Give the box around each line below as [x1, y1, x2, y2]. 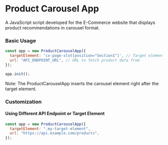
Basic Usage [5, 37, 36, 44]
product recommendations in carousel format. [5, 24, 100, 30]
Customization [5, 98, 42, 105]
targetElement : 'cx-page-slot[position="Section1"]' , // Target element [9, 53, 164, 58]
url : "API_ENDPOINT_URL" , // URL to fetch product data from [9, 58, 140, 63]
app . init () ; [5, 71, 30, 76]
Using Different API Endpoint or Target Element [5, 111, 105, 117]
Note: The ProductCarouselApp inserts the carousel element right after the [5, 80, 159, 86]
